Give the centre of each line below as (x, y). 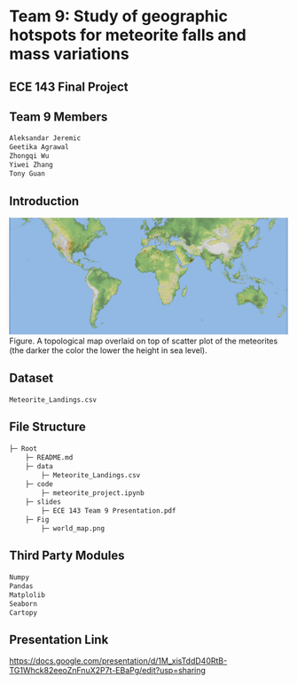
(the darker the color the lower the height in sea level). (108, 350)
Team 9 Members (59, 117)
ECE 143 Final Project (69, 86)
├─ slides (43, 502)
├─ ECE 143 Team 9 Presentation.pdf (109, 511)
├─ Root (23, 448)
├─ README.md (49, 457)
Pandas (21, 586)
